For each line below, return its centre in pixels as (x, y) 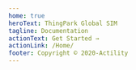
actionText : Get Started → (54, 38)
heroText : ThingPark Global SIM (63, 23)
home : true (27, 16)
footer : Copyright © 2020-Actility (68, 53)
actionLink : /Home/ (41, 46)
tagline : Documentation (49, 31)
